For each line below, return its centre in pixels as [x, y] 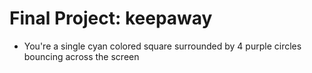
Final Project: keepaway [111, 18]
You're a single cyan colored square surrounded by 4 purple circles [162, 46]
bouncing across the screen [81, 56]
